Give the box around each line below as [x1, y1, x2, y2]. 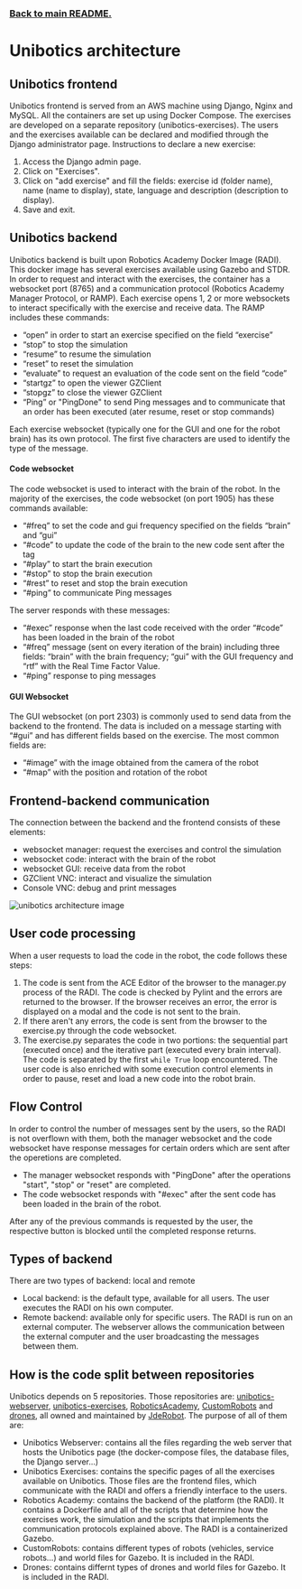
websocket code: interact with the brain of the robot [22, 853, 216, 864]
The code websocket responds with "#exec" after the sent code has [22, 1188, 277, 1199]
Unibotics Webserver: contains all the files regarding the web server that [22, 1437, 292, 1448]
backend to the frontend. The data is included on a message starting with [9, 720, 282, 731]
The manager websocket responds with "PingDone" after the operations [22, 1169, 291, 1180]
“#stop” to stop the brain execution [22, 568, 153, 579]
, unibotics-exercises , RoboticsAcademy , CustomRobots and [48, 1400, 273, 1411]
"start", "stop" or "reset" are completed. [22, 1179, 171, 1190]
